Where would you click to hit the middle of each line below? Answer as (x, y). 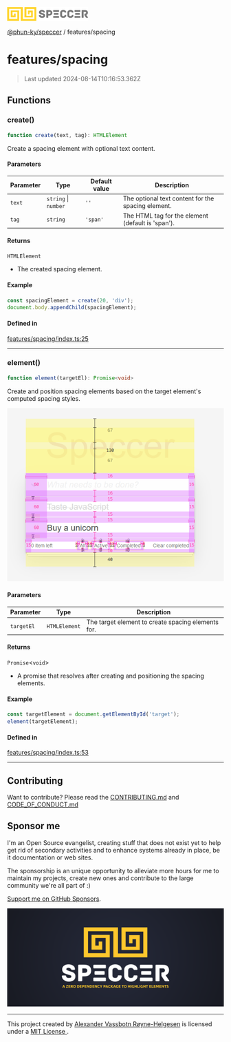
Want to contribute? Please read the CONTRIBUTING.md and (93, 798)
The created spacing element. (59, 269)
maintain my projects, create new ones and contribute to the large (100, 878)
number (56, 207)
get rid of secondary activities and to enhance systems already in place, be (113, 850)
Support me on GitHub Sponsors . (54, 899)
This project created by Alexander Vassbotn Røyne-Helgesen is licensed (110, 1024)
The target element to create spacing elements (152, 622)
